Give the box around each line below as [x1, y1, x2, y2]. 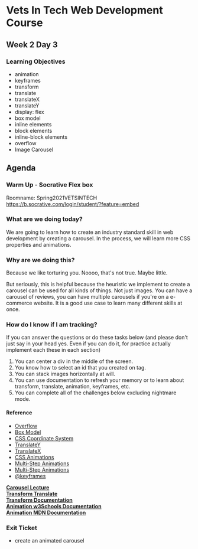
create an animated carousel [14, 537, 85, 544]
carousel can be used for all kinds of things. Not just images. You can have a [6, 287, 193, 294]
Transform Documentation [6, 496, 73, 504]
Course [6, 16, 43, 30]
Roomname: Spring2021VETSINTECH [6, 194, 98, 201]
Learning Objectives [6, 57, 66, 66]
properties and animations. [6, 241, 72, 248]
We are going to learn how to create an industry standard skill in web [6, 228, 174, 236]
